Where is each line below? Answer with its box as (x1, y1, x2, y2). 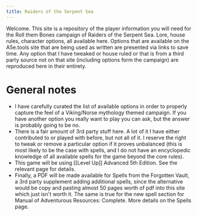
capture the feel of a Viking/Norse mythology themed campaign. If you (14, 109, 187, 116)
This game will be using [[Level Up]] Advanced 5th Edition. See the (14, 159, 178, 166)
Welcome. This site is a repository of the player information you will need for (6, 25, 192, 32)
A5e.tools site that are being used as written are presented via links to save (6, 44, 189, 51)
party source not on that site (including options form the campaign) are (6, 56, 179, 63)
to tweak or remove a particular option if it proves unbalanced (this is (14, 140, 183, 148)
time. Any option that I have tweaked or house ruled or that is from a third (6, 50, 184, 57)
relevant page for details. (14, 165, 75, 172)
